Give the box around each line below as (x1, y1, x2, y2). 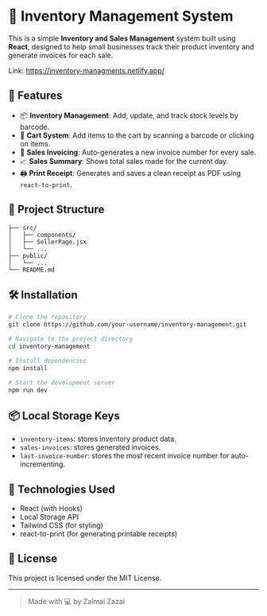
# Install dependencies (8, 357, 87, 365)
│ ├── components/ (8, 231, 77, 239)
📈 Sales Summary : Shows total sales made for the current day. (19, 156, 229, 166)
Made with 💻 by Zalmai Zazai (27, 596, 126, 606)
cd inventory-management (8, 342, 91, 350)
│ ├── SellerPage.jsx (8, 238, 87, 246)
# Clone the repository (8, 314, 87, 322)
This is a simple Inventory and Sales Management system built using (8, 33, 236, 43)
